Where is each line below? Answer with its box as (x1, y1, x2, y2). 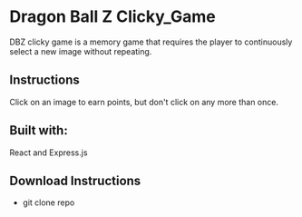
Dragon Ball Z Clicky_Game (9, 6, 216, 27)
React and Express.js (9, 147, 88, 158)
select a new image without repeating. (9, 45, 152, 56)
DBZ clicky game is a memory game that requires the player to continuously (9, 36, 293, 47)
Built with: (9, 123, 68, 138)
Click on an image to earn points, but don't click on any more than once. (9, 96, 279, 107)
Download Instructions (9, 173, 141, 188)
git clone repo (22, 197, 75, 208)
